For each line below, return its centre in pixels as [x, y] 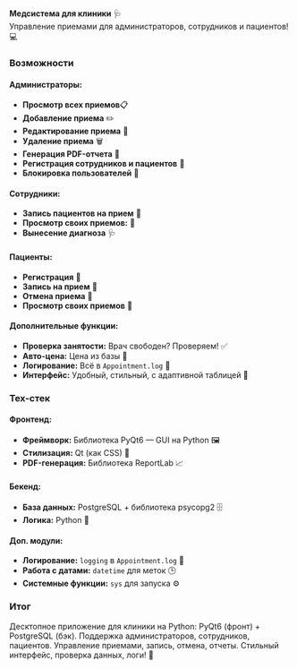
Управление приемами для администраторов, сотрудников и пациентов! [149, 26]
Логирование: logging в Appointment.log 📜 [103, 561]
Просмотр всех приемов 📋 [75, 105]
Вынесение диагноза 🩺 [69, 233]
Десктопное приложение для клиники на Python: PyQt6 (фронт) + [135, 626]
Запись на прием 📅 [60, 287]
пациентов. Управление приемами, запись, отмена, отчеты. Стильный [144, 645]
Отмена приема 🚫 [57, 296]
